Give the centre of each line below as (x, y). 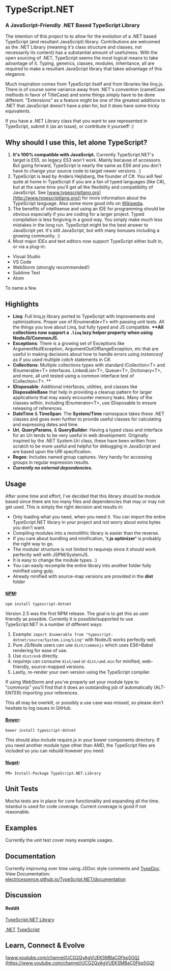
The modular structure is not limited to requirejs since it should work (84, 549)
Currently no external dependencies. (53, 468)
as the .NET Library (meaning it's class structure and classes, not (74, 47)
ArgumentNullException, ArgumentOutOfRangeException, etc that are (85, 349)
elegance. (16, 74)
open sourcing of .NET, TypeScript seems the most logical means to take (82, 58)
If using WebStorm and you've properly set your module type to (72, 682)
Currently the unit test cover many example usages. (59, 840)
